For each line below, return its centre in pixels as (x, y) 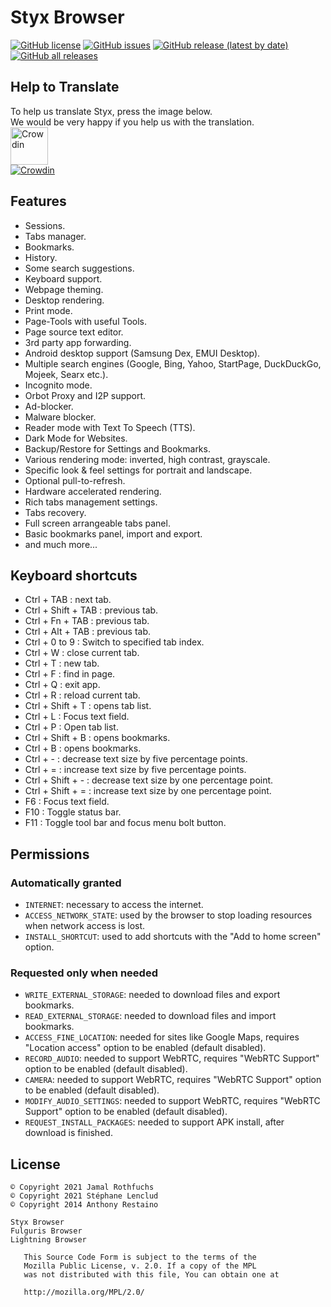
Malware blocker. (60, 417)
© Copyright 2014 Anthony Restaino (84, 1205)
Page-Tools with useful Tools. (86, 321)
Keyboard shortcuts (74, 575)
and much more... (61, 544)
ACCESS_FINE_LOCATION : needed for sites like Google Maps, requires (162, 1037)
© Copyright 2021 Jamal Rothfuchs (82, 1187)
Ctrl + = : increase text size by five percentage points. (135, 770)
